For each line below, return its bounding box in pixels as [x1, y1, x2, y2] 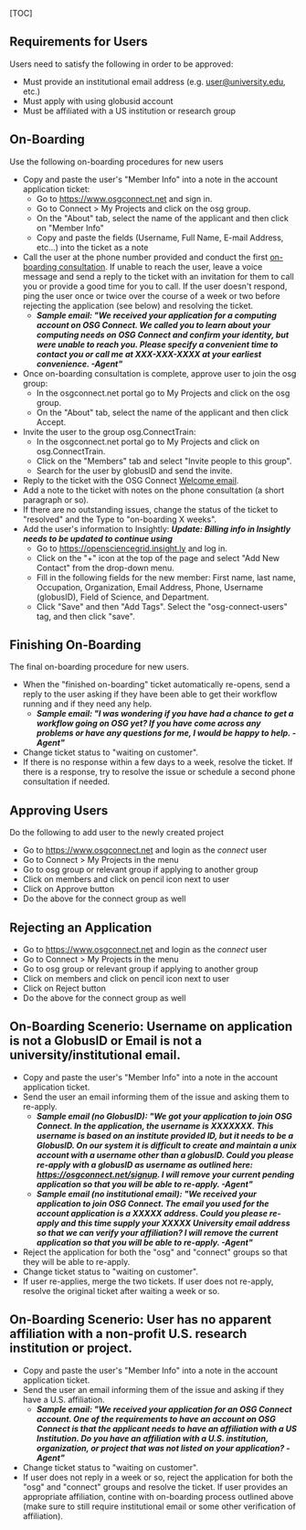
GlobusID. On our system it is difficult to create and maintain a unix [36, 1140, 297, 1151]
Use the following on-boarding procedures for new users [9, 155, 224, 167]
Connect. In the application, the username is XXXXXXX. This [36, 1120, 274, 1132]
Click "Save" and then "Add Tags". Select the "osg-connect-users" [36, 600, 288, 611]
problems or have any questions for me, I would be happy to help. [36, 728, 290, 738]
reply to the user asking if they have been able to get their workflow [22, 689, 279, 700]
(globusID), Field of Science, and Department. [36, 591, 210, 602]
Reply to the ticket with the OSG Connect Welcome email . [22, 474, 239, 485]
